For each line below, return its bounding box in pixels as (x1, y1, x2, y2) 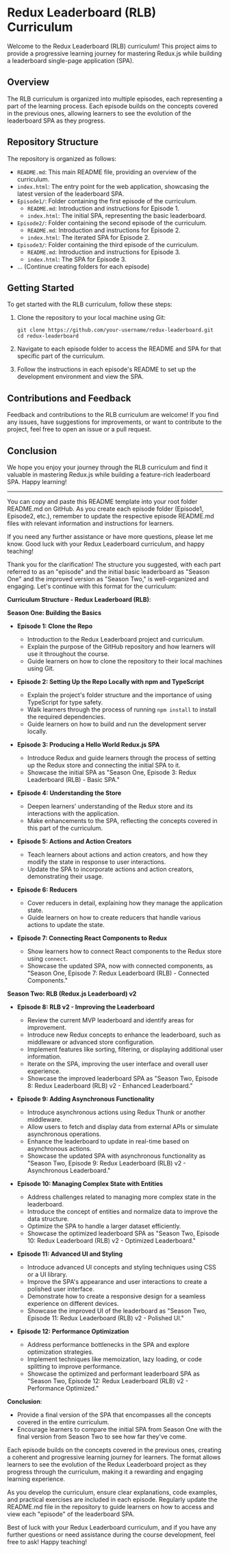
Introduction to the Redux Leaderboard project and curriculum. (27, 635, 205, 643)
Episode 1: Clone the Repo (16, 622, 93, 630)
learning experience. (7, 1475, 66, 1483)
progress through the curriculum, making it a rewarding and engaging (7, 1467, 203, 1476)
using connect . (27, 955, 68, 963)
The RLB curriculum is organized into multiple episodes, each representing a (7, 94, 223, 103)
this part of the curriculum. (27, 824, 103, 832)
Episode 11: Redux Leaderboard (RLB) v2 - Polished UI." (27, 1314, 184, 1322)
